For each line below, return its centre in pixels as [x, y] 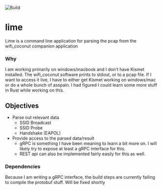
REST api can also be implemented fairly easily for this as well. [82, 154]
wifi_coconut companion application [42, 46]
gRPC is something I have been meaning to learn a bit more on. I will [88, 143]
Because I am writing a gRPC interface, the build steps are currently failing [80, 177]
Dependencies [23, 166]
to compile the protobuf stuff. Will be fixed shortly [55, 182]
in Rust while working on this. [35, 90]
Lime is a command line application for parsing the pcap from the [71, 41]
